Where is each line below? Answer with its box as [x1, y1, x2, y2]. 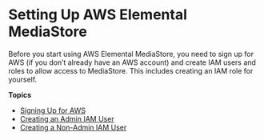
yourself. [8, 74, 38, 84]
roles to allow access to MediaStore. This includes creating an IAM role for [8, 66, 254, 75]
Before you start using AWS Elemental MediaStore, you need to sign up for [8, 49, 254, 58]
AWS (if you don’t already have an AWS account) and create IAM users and [8, 58, 256, 67]
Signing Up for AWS [19, 106, 86, 115]
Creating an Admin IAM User [19, 114, 114, 123]
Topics [8, 90, 32, 99]
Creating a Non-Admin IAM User [19, 122, 127, 132]
